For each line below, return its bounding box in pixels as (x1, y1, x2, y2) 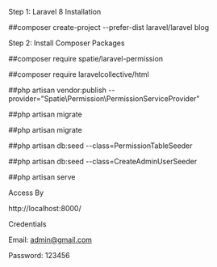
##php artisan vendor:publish (8, 85, 107, 95)
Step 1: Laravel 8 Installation (8, 7, 102, 16)
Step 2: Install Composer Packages (8, 38, 125, 48)
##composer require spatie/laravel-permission (8, 54, 164, 63)
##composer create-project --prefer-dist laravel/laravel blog (8, 23, 210, 32)
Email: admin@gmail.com (8, 235, 93, 244)
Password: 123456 (8, 251, 70, 260)
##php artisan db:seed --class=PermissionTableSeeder (8, 141, 193, 150)
